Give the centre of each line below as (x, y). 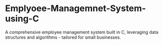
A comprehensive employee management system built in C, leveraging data (82, 32)
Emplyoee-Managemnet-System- (76, 8)
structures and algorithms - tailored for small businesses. (63, 37)
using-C (22, 19)
